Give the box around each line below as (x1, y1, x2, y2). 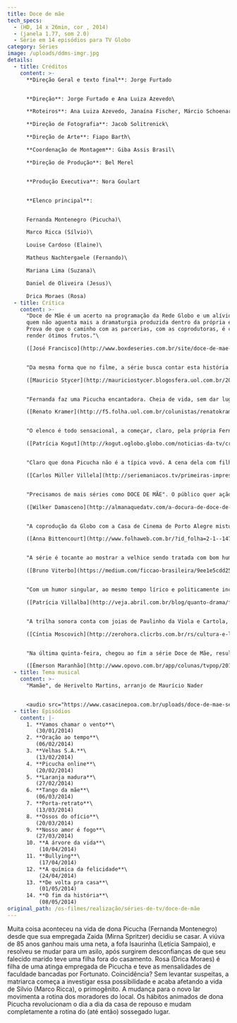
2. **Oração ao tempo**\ (25, 734, 99, 741)
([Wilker (25, 503, 52, 510)
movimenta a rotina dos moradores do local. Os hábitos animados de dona (7, 992, 224, 1000)
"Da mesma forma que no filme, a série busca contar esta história (25, 364, 229, 371)
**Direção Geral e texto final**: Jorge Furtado (25, 76, 172, 84)
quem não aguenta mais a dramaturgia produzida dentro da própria (25, 319, 226, 326)
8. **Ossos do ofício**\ (25, 813, 99, 820)
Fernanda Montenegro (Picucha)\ (25, 216, 121, 223)
